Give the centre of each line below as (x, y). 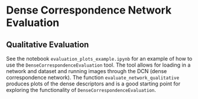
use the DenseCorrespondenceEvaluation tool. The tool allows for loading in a (98, 65)
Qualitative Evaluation (48, 44)
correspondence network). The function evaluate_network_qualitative (93, 77)
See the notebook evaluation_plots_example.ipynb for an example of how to (99, 59)
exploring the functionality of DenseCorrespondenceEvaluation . (81, 90)
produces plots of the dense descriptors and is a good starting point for (93, 84)
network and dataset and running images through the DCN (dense (87, 71)
